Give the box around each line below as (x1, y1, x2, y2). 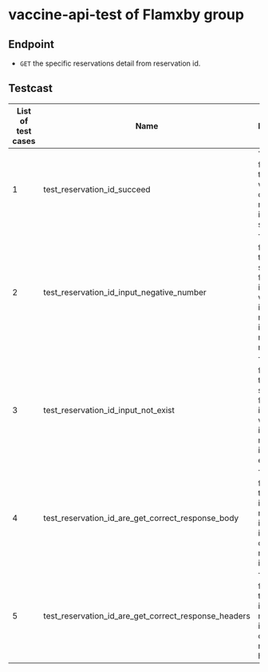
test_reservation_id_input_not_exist (43, 404, 175, 416)
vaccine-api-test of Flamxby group (8, 6, 245, 24)
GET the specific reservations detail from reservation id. (19, 58, 201, 68)
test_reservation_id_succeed (43, 184, 151, 195)
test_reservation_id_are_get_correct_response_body (43, 512, 239, 523)
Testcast (8, 82, 53, 95)
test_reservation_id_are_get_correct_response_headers (43, 610, 251, 621)
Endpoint (8, 38, 54, 51)
